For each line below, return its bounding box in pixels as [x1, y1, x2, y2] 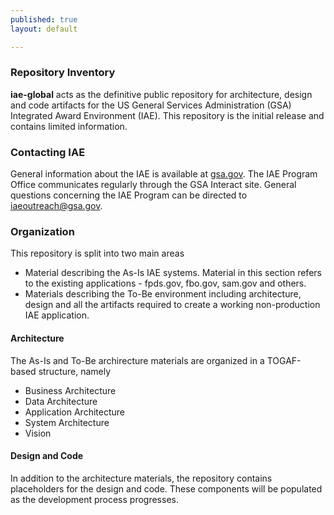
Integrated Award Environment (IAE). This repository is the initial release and [10, 109, 325, 121]
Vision [24, 427, 52, 439]
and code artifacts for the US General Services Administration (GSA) [10, 99, 292, 111]
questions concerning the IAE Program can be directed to [10, 189, 248, 201]
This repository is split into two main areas [10, 247, 185, 260]
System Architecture [24, 416, 110, 428]
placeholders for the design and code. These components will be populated [10, 482, 323, 495]
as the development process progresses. [10, 493, 179, 505]
